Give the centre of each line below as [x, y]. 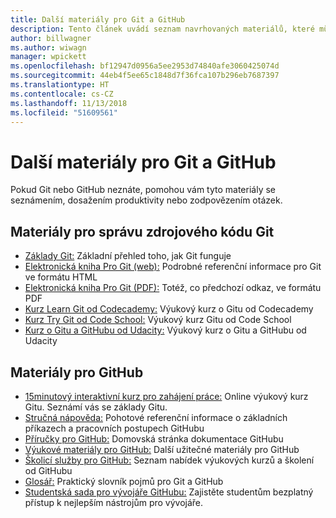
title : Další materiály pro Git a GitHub [98, 19]
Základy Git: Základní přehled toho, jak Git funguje [128, 256]
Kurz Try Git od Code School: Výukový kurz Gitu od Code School [158, 320]
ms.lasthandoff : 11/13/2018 [69, 103]
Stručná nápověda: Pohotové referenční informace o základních [156, 417]
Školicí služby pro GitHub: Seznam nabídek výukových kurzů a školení [169, 460]
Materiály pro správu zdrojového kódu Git [142, 231]
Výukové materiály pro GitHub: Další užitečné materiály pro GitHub [162, 449]
